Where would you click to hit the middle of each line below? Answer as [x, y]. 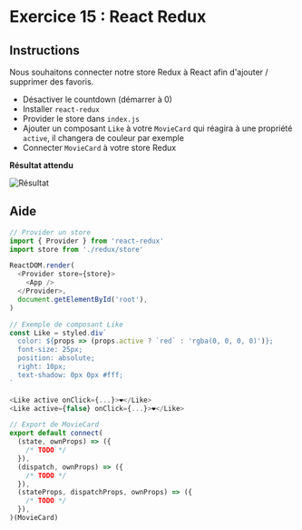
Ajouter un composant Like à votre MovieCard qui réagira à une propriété [157, 128]
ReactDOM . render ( [42, 265]
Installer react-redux [61, 109]
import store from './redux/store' [77, 249]
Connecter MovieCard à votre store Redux [99, 148]
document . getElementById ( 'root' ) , [83, 299]
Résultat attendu [42, 165]
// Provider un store [50, 232]
